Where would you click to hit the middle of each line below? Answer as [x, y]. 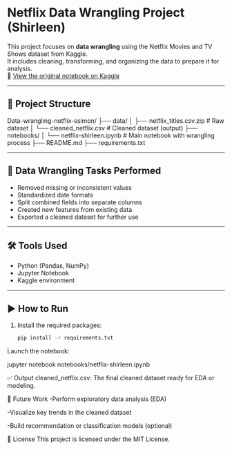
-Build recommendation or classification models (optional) [90, 426]
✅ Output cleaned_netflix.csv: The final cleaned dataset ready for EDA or [111, 378]
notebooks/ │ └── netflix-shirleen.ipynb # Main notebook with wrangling [111, 135]
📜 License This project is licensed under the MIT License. [89, 439]
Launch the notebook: [38, 351]
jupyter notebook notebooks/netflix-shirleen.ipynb [79, 364]
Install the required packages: [59, 325]
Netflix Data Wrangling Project [96, 13]
